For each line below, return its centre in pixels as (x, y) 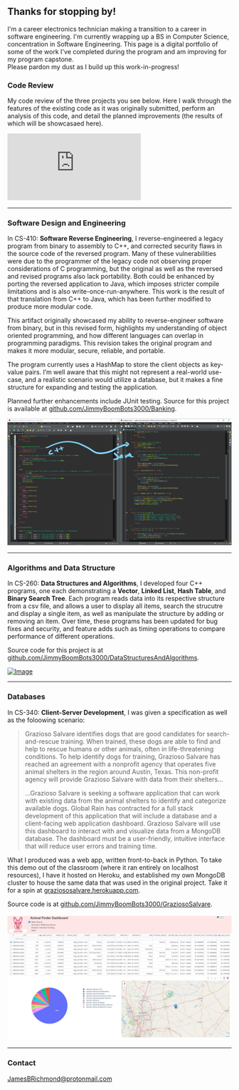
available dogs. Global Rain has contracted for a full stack (109, 808)
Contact (22, 1063)
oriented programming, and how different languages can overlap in (106, 336)
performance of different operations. (61, 637)
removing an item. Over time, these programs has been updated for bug (113, 621)
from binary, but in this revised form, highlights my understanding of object (117, 328)
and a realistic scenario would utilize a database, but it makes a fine (124, 380)
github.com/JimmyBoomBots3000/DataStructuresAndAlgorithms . (103, 658)
